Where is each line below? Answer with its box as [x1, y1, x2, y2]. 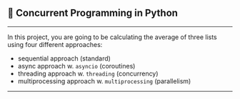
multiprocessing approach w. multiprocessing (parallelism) [17, 76, 191, 85]
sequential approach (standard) [17, 54, 111, 63]
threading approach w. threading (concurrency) [17, 69, 159, 78]
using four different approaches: [7, 40, 103, 48]
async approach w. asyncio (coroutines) [17, 61, 136, 70]
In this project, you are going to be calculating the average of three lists [7, 33, 218, 41]
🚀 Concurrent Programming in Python [7, 7, 179, 19]
